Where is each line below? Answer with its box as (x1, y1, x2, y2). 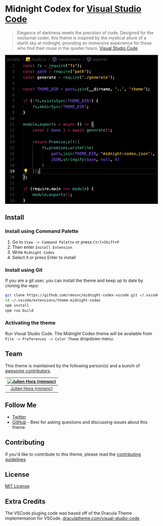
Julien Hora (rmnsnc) (10, 386, 53, 392)
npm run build (5, 308, 34, 313)
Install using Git (5, 266, 43, 273)
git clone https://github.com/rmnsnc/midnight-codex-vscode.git (5, 293, 138, 298)
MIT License (5, 483, 30, 489)
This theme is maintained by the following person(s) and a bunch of (5, 362, 140, 368)
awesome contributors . (5, 368, 51, 374)
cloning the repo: (5, 283, 39, 289)
